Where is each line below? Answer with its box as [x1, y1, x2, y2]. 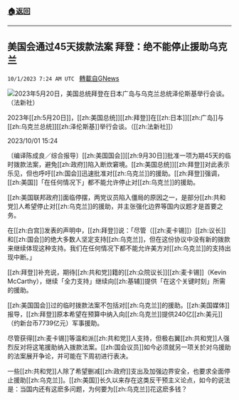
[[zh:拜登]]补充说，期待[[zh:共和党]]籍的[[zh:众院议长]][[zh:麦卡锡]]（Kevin [7, 268, 227, 277]
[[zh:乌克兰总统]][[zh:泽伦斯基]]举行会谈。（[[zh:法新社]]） [7, 123, 177, 131]
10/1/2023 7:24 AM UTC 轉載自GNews [7, 74, 119, 83]
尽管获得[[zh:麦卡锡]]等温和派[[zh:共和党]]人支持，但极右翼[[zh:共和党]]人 [7, 334, 224, 343]
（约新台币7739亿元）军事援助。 [7, 319, 104, 327]
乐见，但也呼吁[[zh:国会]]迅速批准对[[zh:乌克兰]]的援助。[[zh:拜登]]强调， [7, 169, 224, 178]
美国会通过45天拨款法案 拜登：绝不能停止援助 [7, 41, 209, 53]
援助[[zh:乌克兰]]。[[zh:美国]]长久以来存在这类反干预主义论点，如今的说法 [13, 376, 230, 384]
